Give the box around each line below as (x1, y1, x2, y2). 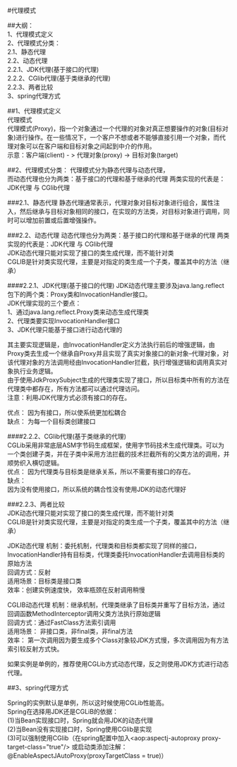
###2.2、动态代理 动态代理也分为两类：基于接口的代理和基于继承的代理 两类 (7, 231, 230, 239)
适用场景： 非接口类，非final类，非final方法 (7, 627, 133, 635)
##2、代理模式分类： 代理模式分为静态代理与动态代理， (7, 166, 169, 174)
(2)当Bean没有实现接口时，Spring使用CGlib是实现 (7, 725, 152, 733)
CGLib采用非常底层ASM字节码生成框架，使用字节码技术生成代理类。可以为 (7, 441, 224, 449)
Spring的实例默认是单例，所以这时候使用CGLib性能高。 (7, 699, 168, 707)
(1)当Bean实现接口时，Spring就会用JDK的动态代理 (7, 716, 154, 725)
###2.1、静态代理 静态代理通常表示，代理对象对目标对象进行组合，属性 (7, 198, 214, 207)
